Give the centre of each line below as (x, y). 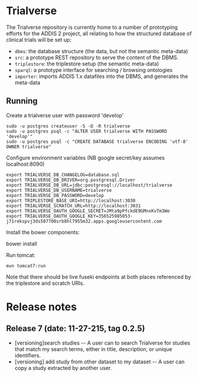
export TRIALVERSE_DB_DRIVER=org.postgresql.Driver (71, 180)
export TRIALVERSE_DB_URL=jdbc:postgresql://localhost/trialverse (89, 185)
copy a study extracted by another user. (63, 368)
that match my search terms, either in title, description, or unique (93, 349)
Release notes (42, 306)
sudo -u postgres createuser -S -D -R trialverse (68, 126)
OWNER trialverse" (29, 147)
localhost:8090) (25, 164)
